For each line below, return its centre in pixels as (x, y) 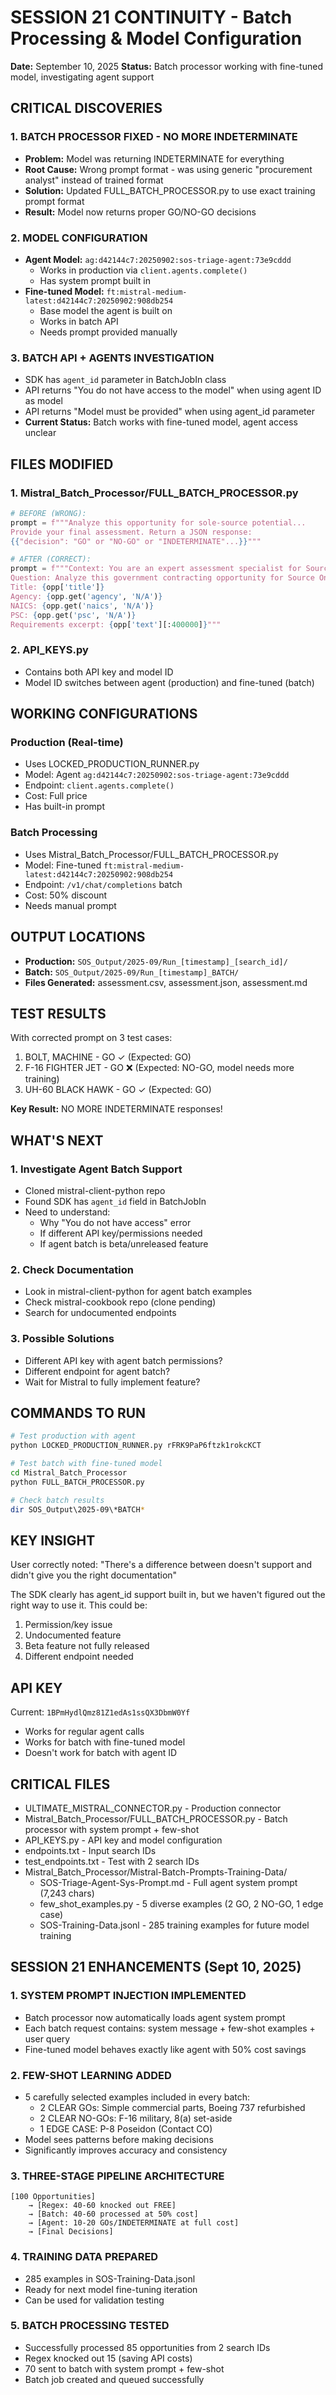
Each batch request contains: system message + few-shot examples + (170, 2028)
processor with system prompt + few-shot (112, 1829)
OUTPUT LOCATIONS (78, 937)
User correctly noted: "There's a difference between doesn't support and (161, 1565)
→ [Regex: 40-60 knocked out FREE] (102, 2206)
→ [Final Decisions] (71, 2232)
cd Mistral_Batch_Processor (69, 1473)
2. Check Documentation (72, 1269)
